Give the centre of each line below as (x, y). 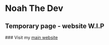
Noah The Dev (34, 8)
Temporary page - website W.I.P (55, 26)
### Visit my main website (31, 37)
